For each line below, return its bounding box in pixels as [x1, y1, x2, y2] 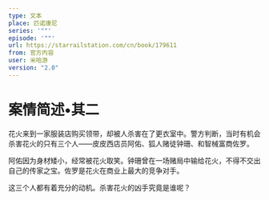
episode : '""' [8, 34, 56, 42]
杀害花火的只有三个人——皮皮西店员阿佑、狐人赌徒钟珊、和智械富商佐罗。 [8, 138, 254, 148]
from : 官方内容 [8, 49, 54, 57]
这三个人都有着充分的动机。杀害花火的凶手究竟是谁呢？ [8, 182, 191, 192]
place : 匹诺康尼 [8, 19, 58, 27]
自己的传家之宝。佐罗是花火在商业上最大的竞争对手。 [8, 166, 184, 175]
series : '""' [8, 26, 52, 34]
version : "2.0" [8, 64, 59, 72]
